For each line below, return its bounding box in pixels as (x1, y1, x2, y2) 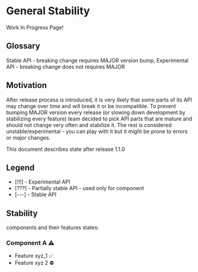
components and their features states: (6, 224, 99, 231)
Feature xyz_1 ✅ (14, 252, 54, 260)
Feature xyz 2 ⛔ (14, 260, 54, 267)
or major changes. (6, 134, 51, 141)
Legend (6, 162, 35, 173)
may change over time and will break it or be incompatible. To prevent (6, 102, 176, 109)
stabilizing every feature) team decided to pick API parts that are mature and (6, 115, 193, 122)
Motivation (6, 80, 47, 90)
